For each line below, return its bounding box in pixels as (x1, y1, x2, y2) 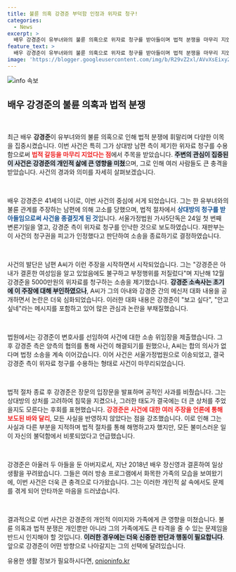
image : (7, 56, 27, 63)
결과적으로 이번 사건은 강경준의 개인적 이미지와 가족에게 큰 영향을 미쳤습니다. (7, 515, 218, 523)
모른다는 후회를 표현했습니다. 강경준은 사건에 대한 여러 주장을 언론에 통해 (25, 405, 223, 414)
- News (13, 23, 33, 30)
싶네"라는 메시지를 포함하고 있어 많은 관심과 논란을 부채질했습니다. (7, 304, 188, 312)
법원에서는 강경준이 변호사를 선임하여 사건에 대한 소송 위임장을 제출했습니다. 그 (7, 332, 223, 341)
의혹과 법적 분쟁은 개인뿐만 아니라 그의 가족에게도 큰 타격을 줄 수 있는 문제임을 (14, 523, 228, 532)
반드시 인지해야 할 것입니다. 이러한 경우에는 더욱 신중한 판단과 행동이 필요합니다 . (7, 533, 225, 541)
